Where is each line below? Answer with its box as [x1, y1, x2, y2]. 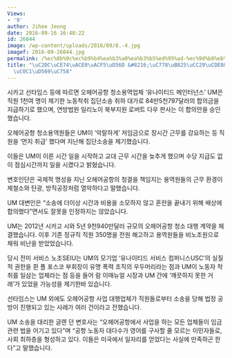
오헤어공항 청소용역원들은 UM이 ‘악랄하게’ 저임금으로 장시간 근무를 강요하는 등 [7, 129, 217, 137]
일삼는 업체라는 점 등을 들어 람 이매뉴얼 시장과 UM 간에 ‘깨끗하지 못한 [19, 271, 206, 279]
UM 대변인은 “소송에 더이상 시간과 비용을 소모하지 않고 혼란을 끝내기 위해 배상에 [7, 198, 222, 207]
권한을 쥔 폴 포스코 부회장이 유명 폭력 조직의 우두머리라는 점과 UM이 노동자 [14, 262, 216, 270]
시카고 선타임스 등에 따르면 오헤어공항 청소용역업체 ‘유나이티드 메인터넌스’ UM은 [7, 88, 223, 96]
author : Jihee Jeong [7, 23, 67, 30]
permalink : [7, 55, 39, 62]
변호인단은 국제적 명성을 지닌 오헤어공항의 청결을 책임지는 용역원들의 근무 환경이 [7, 175, 223, 183]
